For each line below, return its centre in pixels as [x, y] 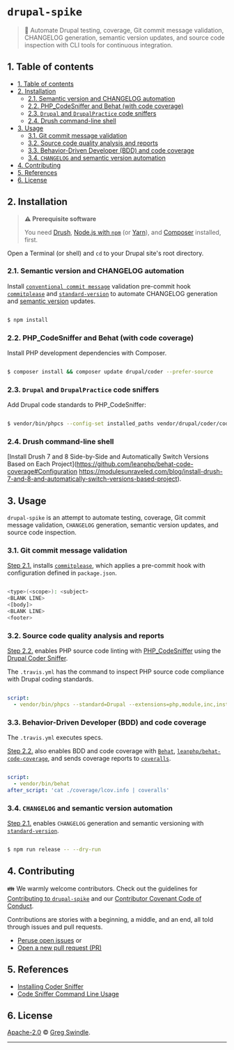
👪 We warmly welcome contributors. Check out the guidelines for [102, 888]
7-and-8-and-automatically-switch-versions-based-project [92, 479]
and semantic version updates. [52, 301]
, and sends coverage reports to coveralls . [109, 759]
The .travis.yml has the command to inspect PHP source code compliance [116, 672]
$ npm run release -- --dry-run [54, 850]
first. [31, 240]
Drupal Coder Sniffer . [38, 658]
